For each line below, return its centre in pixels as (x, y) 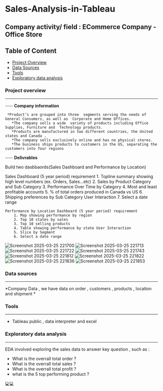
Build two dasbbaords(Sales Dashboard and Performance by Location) (76, 167)
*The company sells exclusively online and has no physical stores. (82, 140)
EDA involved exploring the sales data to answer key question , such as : (77, 349)
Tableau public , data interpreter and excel (54, 322)
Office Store (24, 34)
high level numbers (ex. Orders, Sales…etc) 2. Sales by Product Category (78, 181)
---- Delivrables (21, 157)
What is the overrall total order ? (44, 358)
